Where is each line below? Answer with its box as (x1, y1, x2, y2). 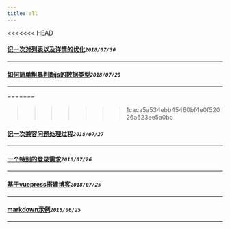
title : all (7, 10, 38, 17)
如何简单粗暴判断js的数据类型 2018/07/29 (7, 70, 121, 79)
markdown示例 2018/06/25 (7, 206, 81, 214)
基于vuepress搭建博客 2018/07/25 (7, 180, 101, 189)
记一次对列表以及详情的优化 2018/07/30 (7, 45, 116, 53)
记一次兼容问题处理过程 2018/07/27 (7, 129, 104, 137)
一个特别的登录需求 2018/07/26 (7, 154, 92, 163)
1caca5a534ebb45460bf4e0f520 (126, 106, 220, 114)
